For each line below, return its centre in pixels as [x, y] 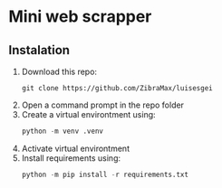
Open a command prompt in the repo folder [103, 105]
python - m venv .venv [62, 131]
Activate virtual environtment [76, 148]
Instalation [39, 50]
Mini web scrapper [80, 17]
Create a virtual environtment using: [88, 114]
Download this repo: [59, 71]
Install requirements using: [71, 158]
